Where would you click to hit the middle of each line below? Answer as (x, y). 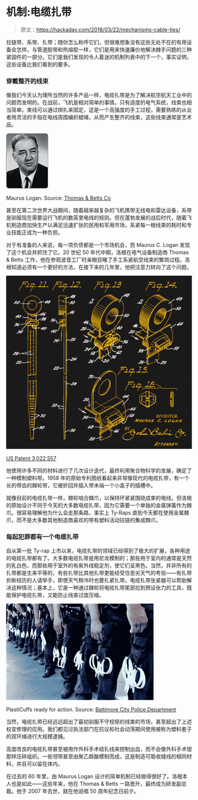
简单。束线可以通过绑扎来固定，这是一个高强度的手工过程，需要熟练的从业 (101, 110)
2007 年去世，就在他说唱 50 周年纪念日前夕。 (84, 791)
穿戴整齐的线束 (27, 81)
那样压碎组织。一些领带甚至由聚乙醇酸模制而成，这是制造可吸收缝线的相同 (96, 756)
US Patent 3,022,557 (31, 458)
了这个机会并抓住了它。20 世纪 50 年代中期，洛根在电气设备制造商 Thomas (98, 252)
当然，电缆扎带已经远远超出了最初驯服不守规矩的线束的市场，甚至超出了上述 (99, 722)
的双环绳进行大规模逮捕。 (37, 737)
